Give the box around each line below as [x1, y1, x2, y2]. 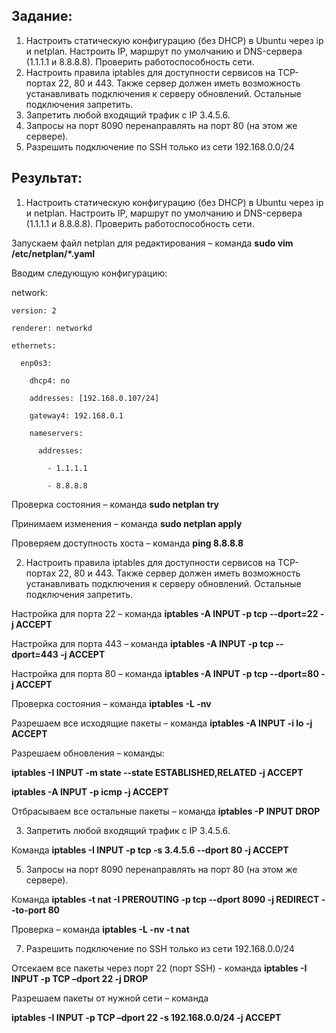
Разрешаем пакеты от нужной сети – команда [11, 992, 209, 1004]
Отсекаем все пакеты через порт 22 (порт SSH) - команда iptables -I [11, 962, 308, 974]
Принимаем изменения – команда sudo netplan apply [11, 517, 243, 529]
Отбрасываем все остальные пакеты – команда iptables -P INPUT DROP [11, 805, 321, 817]
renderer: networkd [11, 323, 93, 333]
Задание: [11, 8, 73, 25]
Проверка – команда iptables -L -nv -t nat [11, 923, 190, 935]
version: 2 [11, 305, 57, 316]
